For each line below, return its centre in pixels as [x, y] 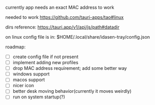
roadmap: [15, 47]
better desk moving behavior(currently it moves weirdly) [72, 91]
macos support [29, 80]
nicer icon [23, 86]
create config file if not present [45, 57]
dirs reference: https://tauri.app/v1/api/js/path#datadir [62, 27]
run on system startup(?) [39, 97]
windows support [31, 74]
